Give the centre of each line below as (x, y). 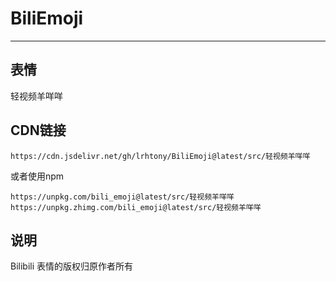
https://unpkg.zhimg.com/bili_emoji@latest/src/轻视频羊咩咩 (136, 207)
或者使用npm (37, 176)
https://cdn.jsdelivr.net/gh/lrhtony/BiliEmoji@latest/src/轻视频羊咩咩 (160, 156)
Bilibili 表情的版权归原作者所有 (72, 266)
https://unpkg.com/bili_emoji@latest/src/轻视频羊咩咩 (122, 197)
